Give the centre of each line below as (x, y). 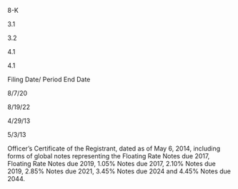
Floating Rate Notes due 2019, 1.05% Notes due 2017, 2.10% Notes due (112, 164)
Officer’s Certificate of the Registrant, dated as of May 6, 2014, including (114, 148)
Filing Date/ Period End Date (49, 79)
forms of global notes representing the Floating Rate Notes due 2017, (109, 156)
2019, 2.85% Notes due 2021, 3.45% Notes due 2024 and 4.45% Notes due (119, 171)
